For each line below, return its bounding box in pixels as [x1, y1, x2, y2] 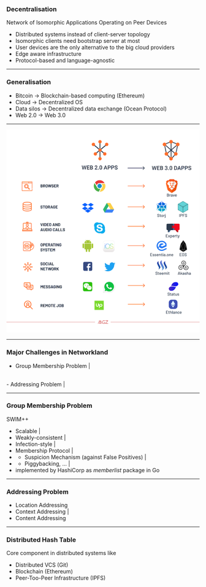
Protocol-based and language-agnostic [15, 57, 115, 64]
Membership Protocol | [15, 447, 74, 454]
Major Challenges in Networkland [6, 348, 109, 357]
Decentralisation [6, 5, 57, 13]
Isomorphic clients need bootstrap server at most [15, 37, 140, 45]
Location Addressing [15, 502, 68, 509]
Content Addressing [15, 515, 66, 522]
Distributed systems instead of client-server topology [15, 31, 150, 38]
